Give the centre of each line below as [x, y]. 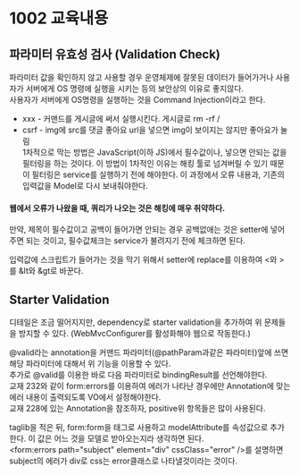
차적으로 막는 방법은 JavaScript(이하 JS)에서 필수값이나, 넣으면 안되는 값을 [156, 152]
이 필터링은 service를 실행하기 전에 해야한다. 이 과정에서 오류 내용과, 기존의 [154, 174]
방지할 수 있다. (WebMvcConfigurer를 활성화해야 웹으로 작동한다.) [135, 334]
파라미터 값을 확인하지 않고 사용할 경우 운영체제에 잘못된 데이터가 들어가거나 [141, 77]
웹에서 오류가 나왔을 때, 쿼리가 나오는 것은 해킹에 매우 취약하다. [117, 208]
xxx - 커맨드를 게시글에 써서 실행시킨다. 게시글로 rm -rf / [121, 119]
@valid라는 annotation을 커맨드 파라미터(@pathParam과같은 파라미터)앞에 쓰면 [149, 352]
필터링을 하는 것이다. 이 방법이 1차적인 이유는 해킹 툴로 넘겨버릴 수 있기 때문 [153, 163]
